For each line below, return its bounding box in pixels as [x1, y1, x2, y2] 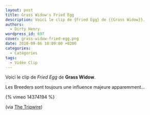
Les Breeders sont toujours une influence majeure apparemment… [5, 84, 145, 90]
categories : [5, 46, 31, 51]
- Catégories [10, 50, 38, 55]
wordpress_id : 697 [5, 31, 45, 36]
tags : [5, 55, 17, 61]
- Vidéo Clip [10, 60, 38, 65]
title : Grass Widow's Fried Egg [5, 12, 74, 17]
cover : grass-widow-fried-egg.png [5, 36, 79, 42]
